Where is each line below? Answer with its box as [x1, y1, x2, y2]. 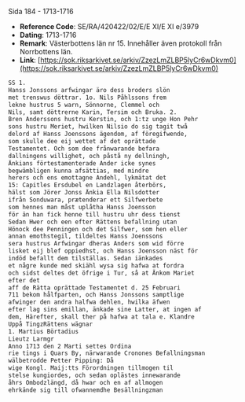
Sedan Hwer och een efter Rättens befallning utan [8, 218, 177, 226]
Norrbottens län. [19, 47, 73, 56]
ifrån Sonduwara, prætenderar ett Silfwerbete [8, 196, 163, 204]
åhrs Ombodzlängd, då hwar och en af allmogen [8, 378, 163, 386]
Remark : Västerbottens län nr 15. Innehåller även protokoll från [19, 39, 222, 48]
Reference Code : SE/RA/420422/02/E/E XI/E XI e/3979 [19, 22, 199, 31]
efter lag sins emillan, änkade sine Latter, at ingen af [8, 306, 202, 314]
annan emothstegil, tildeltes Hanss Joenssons [8, 232, 163, 241]
